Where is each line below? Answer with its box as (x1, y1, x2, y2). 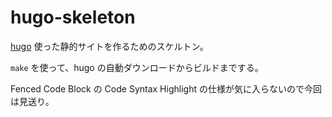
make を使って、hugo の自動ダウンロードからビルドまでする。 (10, 61, 264, 73)
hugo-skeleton (10, 6, 136, 29)
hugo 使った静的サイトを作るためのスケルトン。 (10, 40, 209, 52)
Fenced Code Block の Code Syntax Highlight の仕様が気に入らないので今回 (10, 82, 322, 95)
